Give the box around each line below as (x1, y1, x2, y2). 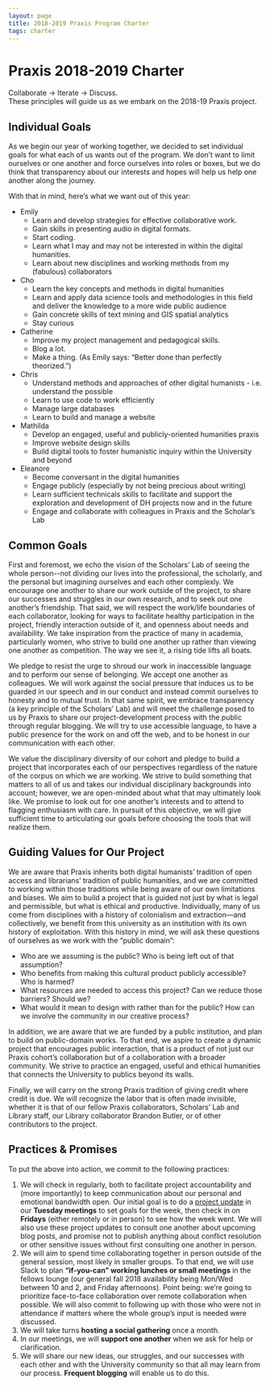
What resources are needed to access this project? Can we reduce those (19, 985, 263, 995)
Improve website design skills (31, 438, 131, 448)
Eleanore (19, 464, 50, 474)
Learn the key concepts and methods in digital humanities (31, 284, 225, 294)
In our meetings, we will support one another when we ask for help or (19, 1334, 254, 1343)
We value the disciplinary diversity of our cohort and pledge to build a (8, 753, 240, 763)
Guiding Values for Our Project (8, 845, 165, 859)
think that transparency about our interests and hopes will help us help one (8, 167, 257, 177)
